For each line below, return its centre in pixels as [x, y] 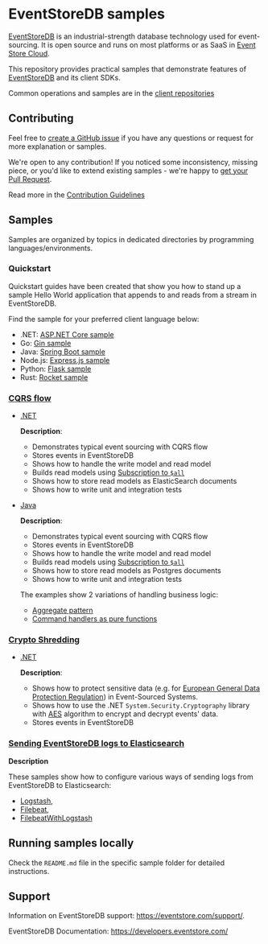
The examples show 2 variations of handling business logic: [119, 595]
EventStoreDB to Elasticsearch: [60, 785]
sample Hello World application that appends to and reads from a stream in [133, 295]
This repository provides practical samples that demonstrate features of [128, 68]
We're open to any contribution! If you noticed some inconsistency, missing [133, 162]
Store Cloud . [29, 53]
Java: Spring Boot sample [63, 352]
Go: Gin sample [45, 343]
